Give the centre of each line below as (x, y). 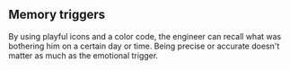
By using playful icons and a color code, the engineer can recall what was (145, 36)
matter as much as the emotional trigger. (83, 55)
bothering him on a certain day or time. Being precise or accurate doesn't (144, 46)
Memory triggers (57, 15)
